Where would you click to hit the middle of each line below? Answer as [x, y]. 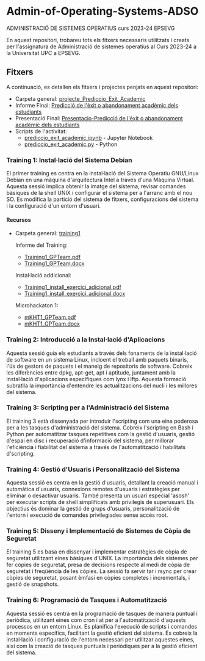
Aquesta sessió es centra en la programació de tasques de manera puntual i [102, 613]
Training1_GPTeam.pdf [52, 257]
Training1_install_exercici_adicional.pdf [73, 287]
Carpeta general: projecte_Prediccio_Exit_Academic [80, 98]
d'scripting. [21, 453]
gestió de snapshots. [33, 584]
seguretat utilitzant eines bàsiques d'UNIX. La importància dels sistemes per [102, 558]
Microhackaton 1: [37, 305]
